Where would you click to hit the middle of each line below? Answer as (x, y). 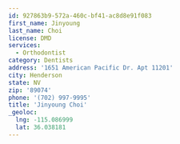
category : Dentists (41, 61)
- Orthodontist (41, 53)
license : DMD (30, 38)
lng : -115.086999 (44, 120)
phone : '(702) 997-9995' (50, 98)
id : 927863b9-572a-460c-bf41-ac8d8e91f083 (80, 16)
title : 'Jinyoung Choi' (48, 105)
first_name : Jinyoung (44, 23)
